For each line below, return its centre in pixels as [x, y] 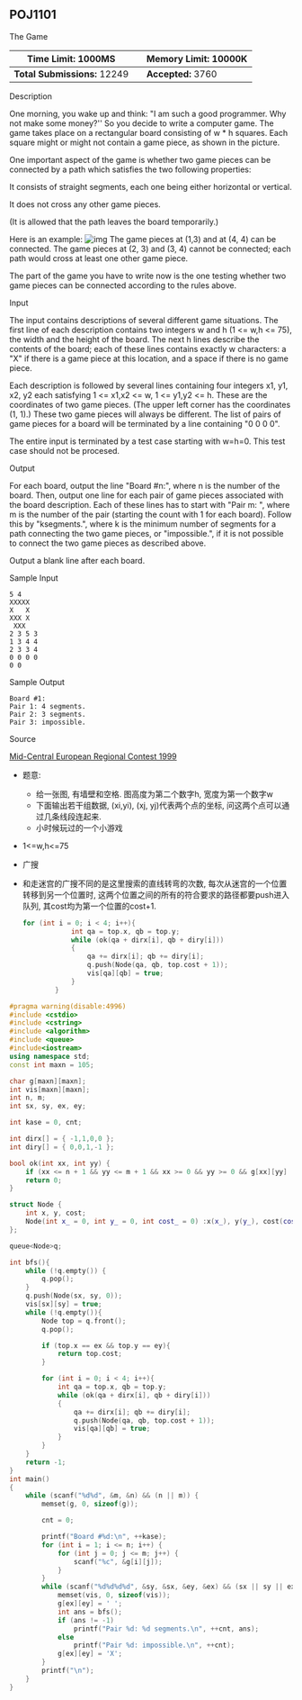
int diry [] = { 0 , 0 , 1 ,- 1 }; [62, 1147]
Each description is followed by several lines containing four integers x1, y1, [149, 385]
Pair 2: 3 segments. [48, 714]
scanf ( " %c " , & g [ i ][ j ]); [118, 1561]
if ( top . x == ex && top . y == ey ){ [106, 1345]
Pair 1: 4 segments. [48, 706]
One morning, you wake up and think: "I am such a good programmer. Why [148, 113]
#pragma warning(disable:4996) [68, 1006]
